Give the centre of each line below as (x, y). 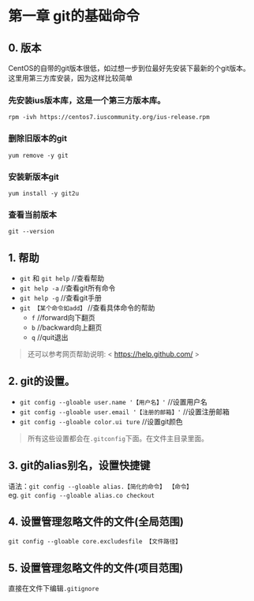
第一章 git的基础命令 (74, 16)
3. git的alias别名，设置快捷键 (79, 466)
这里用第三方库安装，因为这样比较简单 (70, 78)
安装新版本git (34, 177)
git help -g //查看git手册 (61, 298)
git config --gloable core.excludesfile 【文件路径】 (95, 542)
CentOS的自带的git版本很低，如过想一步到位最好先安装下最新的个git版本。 (129, 68)
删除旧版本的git (37, 139)
